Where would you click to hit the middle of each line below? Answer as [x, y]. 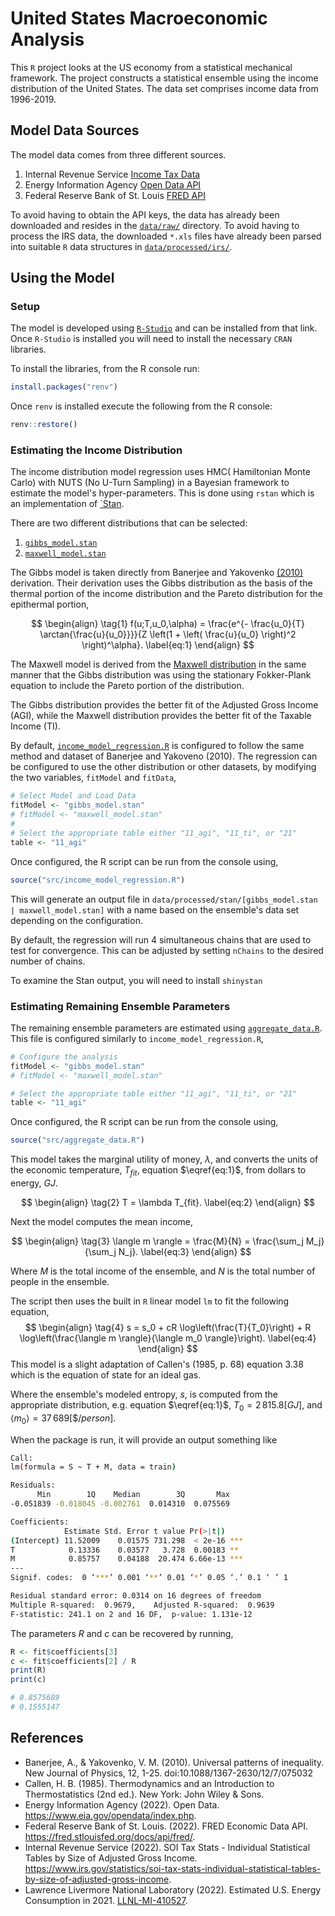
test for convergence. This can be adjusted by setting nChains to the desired [167, 950]
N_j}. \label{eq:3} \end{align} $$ [185, 1251]
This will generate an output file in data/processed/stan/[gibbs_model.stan [164, 899]
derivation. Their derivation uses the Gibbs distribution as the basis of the [161, 583]
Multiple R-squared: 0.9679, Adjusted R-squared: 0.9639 [142, 1605]
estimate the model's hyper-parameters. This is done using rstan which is [162, 493]
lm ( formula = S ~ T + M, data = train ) [93, 1467]
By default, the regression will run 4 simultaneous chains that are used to [161, 939]
